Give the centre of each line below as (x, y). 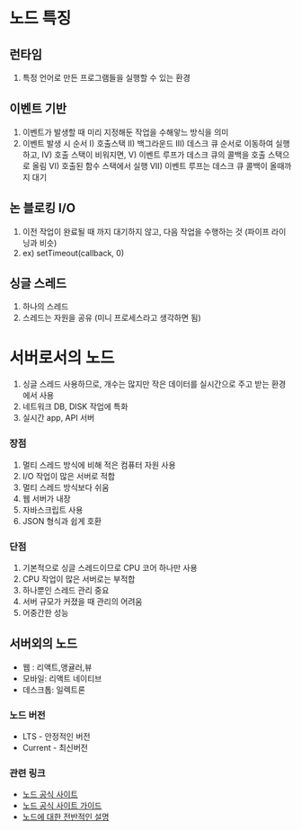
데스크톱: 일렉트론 (53, 690)
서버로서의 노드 (62, 357)
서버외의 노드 (44, 644)
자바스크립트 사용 (53, 510)
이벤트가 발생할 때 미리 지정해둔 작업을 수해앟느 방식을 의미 (125, 132)
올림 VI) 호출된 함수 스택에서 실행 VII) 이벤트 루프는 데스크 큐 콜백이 (150, 165)
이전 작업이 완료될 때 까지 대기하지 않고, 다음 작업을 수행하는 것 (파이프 (146, 231)
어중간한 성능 (45, 612)
